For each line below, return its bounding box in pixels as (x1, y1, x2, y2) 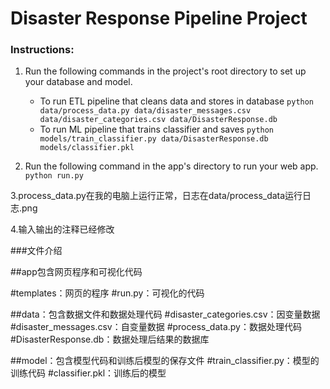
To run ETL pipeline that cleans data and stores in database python (39, 95, 315, 107)
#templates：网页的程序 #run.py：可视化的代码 (10, 287, 205, 299)
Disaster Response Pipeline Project (10, 7, 308, 30)
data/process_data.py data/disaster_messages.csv (39, 106, 252, 116)
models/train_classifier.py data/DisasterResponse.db (39, 134, 269, 144)
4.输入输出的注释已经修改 (10, 223, 115, 236)
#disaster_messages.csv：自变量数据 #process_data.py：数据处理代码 (10, 321, 302, 333)
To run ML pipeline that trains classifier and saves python (39, 123, 275, 136)
